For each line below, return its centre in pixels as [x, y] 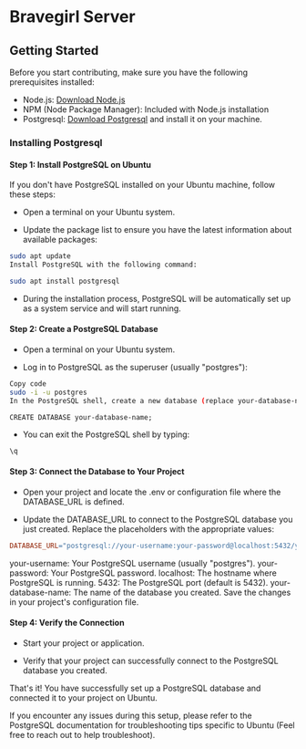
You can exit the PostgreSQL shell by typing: [106, 434]
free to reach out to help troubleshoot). [82, 734]
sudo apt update [40, 256]
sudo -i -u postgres [49, 392]
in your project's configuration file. [74, 602]
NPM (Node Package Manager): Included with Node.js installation [146, 109]
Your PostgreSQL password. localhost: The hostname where [164, 573]
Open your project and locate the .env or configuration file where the [152, 492]
